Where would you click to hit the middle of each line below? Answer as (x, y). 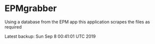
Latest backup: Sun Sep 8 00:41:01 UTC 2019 (50, 36)
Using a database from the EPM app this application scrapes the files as (77, 22)
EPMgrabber (31, 8)
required (13, 27)
